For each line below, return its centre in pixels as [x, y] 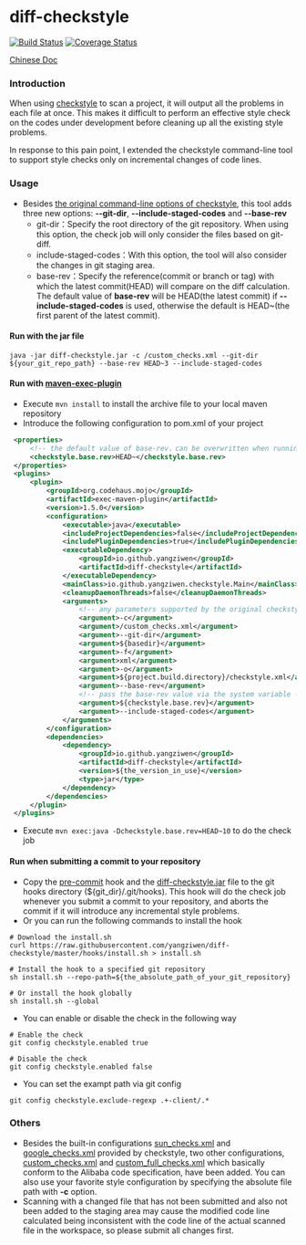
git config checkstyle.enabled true [79, 1042]
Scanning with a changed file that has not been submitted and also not [155, 1201]
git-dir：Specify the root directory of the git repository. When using [163, 224]
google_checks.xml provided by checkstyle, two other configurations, [153, 1153]
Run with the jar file [47, 336]
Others [25, 1123]
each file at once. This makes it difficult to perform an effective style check [150, 113]
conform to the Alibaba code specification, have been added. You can [154, 1172]
